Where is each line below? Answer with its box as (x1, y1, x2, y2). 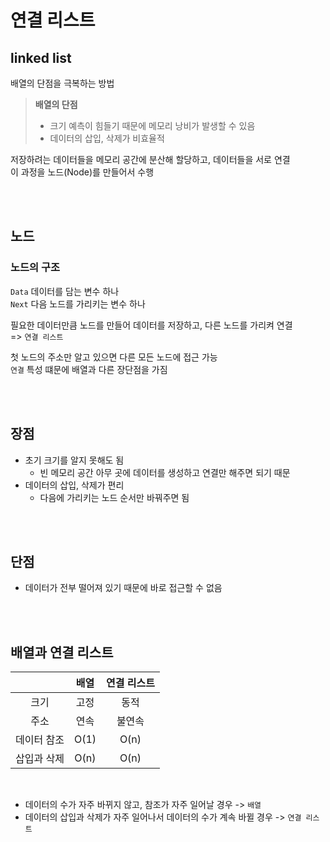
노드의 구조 (10, 261, 61, 275)
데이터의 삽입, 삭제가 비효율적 (49, 132, 165, 144)
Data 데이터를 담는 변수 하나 (10, 285, 120, 297)
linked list (10, 49, 72, 66)
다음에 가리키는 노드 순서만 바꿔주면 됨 (39, 491, 190, 503)
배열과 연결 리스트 (10, 644, 114, 661)
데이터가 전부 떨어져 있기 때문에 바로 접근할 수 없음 (24, 582, 223, 594)
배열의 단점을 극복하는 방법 (10, 77, 115, 89)
